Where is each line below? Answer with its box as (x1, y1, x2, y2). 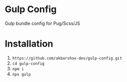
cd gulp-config (12, 61, 45, 66)
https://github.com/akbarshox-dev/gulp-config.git (12, 56, 122, 61)
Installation (5, 38, 54, 50)
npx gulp (12, 72, 31, 77)
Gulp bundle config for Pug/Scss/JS (5, 20, 80, 26)
